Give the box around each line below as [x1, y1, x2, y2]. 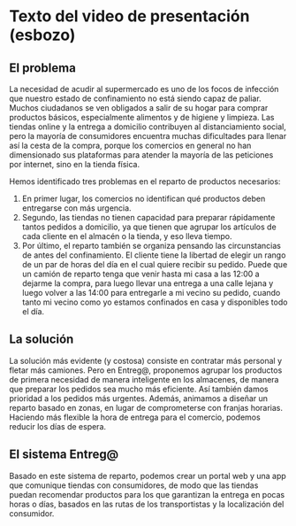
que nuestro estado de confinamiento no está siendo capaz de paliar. [9, 93, 262, 104]
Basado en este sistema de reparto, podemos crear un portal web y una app [9, 470, 287, 481]
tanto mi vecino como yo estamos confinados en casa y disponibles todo [21, 297, 288, 307]
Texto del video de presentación [9, 6, 250, 27]
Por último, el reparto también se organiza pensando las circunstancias [21, 241, 281, 251]
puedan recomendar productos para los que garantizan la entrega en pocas [9, 489, 285, 499]
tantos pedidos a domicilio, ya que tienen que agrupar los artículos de [21, 221, 277, 232]
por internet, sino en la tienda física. [9, 159, 140, 169]
